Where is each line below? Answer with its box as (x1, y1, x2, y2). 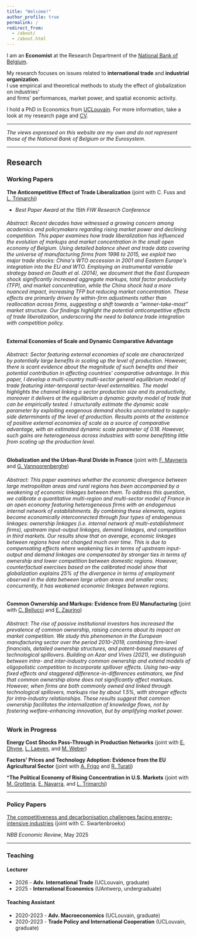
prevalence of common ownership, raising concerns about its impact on (6, 626, 181, 633)
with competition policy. (6, 319, 64, 326)
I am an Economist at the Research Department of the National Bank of (6, 52, 178, 59)
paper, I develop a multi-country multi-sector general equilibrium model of (6, 376, 186, 383)
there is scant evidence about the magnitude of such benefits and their (6, 363, 179, 370)
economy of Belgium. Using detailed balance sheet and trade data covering (6, 245, 190, 252)
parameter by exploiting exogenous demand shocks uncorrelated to (6, 407, 171, 414)
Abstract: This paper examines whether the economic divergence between (6, 476, 187, 483)
